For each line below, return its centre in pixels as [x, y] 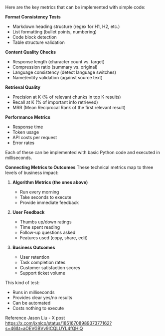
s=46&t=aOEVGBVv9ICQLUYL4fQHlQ [44, 328]
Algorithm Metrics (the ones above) [50, 182]
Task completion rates [43, 262]
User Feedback [28, 212]
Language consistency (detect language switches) [64, 72]
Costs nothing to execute [38, 308]
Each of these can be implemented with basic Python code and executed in [83, 152]
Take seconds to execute [46, 197]
